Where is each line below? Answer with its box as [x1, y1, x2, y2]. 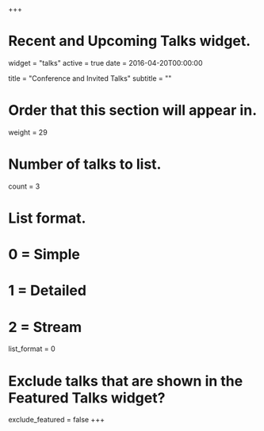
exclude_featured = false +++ [8, 415, 105, 425]
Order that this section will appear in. [8, 101, 258, 120]
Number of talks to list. [8, 155, 162, 174]
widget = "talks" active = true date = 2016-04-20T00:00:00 [8, 58, 203, 67]
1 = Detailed [8, 282, 87, 299]
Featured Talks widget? [8, 389, 166, 406]
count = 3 [8, 181, 40, 191]
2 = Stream [8, 318, 82, 336]
